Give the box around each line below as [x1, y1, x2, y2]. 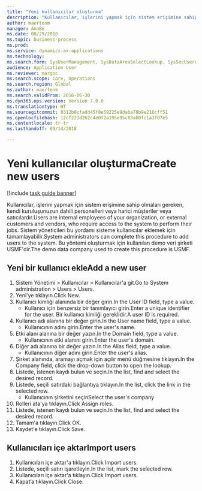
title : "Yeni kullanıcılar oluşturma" [7, 8, 104, 15]
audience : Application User [7, 64, 77, 71]
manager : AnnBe [7, 25, 45, 32]
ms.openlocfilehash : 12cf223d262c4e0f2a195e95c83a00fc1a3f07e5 [7, 115, 168, 121]
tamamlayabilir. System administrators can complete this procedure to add [7, 233, 189, 240]
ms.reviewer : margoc [7, 70, 59, 76]
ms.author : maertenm [7, 87, 59, 93]
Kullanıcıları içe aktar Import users [7, 443, 137, 453]
